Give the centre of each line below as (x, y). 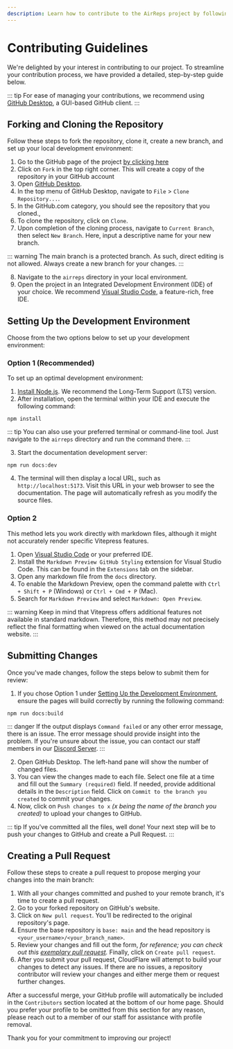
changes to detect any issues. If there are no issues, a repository (110, 967)
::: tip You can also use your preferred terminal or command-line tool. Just (113, 432)
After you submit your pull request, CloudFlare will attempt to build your (119, 960)
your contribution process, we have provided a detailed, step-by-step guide (115, 74)
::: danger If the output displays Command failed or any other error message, (115, 726)
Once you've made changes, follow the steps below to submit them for (108, 673)
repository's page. (43, 923)
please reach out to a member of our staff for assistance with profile (105, 1017)
